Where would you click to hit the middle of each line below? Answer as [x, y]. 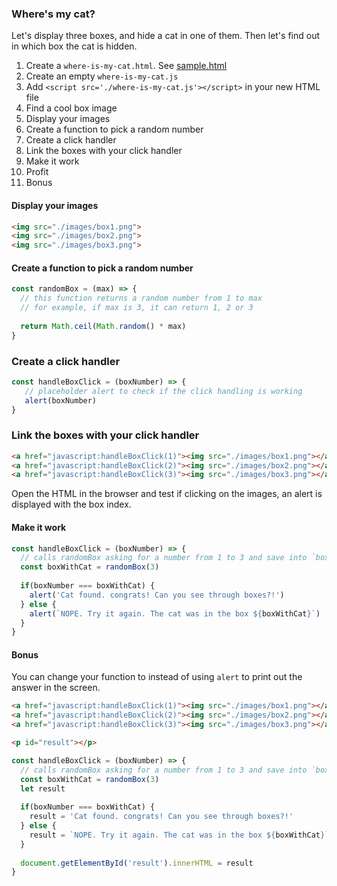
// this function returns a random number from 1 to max [141, 298]
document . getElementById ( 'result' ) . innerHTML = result [137, 863]
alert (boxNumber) [61, 400]
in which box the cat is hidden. [74, 46]
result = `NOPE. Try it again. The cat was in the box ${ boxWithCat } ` [179, 835]
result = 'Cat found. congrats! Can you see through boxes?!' [161, 817]
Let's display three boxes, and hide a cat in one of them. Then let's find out [166, 36]
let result [43, 788]
